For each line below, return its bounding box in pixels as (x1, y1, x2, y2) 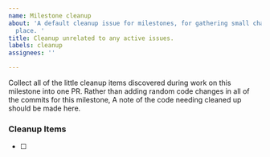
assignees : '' (8, 49, 56, 57)
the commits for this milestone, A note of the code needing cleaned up (8, 95, 242, 104)
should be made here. (8, 103, 81, 113)
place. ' (15, 26, 45, 34)
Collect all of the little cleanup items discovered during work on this (8, 78, 231, 87)
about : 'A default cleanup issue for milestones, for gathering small (8, 19, 250, 27)
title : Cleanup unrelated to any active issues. (8, 34, 174, 42)
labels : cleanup (8, 42, 63, 50)
